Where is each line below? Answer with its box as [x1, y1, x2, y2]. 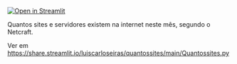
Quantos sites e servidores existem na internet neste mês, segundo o [7, 20, 211, 28]
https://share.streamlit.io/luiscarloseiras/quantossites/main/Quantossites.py [7, 49, 230, 57]
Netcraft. [7, 28, 33, 36]
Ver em [7, 41, 28, 49]
